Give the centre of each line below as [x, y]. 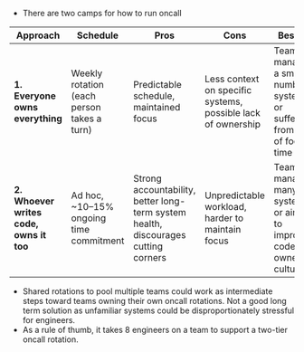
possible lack [233, 113]
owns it [30, 235]
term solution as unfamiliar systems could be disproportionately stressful [158, 310]
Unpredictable [235, 195]
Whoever [34, 201]
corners [150, 257]
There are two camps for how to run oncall [102, 13]
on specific [228, 90]
